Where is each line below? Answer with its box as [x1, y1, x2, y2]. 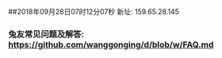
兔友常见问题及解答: [8, 29, 85, 40]
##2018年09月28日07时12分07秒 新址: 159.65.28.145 [8, 7, 180, 16]
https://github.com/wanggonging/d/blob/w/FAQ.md [8, 39, 214, 50]
